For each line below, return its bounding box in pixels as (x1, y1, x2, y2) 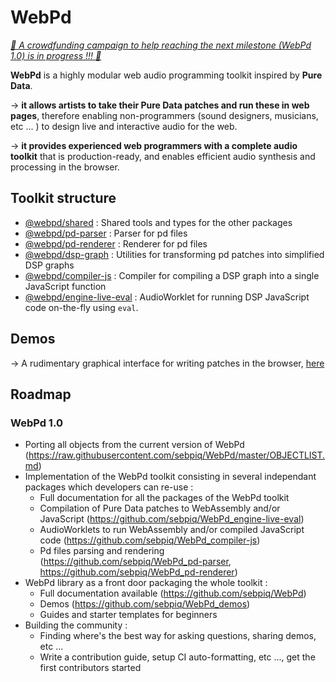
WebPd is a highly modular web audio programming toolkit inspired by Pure (10, 69, 323, 81)
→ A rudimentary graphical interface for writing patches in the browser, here (10, 357, 325, 369)
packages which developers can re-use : (24, 481, 194, 493)
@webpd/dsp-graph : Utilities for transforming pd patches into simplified (24, 248, 325, 260)
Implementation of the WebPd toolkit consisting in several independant (24, 471, 317, 483)
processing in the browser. (10, 161, 120, 173)
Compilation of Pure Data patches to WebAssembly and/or (39, 502, 281, 515)
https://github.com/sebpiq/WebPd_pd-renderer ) (39, 566, 238, 578)
